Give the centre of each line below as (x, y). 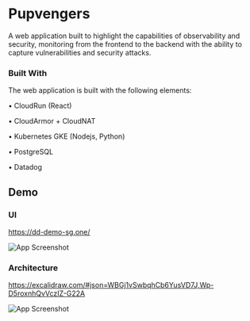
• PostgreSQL (31, 152)
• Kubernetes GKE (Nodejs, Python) (67, 136)
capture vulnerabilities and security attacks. (80, 52)
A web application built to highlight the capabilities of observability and (124, 36)
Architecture (33, 268)
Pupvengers (49, 14)
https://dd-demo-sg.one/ (49, 231)
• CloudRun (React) (40, 106)
